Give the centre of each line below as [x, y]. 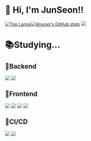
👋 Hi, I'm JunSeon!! [44, 10]
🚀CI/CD [17, 122]
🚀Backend [21, 66]
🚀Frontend [21, 94]
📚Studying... [33, 45]
